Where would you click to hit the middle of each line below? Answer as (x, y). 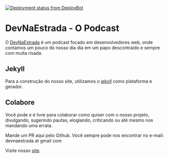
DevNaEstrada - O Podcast (62, 28)
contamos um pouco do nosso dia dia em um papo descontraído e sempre (83, 48)
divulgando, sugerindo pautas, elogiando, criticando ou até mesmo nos (79, 120)
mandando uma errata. (29, 125)
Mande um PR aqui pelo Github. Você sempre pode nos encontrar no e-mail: (84, 135)
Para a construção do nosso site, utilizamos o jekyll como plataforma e (79, 81)
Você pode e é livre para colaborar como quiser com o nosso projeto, (77, 114)
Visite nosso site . (23, 150)
